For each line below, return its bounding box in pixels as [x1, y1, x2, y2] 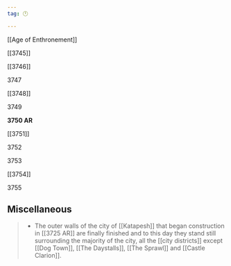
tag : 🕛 [7, 10, 28, 17]
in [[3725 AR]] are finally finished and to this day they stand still [34, 229, 216, 238]
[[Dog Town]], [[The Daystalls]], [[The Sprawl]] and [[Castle [34, 244, 206, 252]
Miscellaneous [7, 203, 72, 215]
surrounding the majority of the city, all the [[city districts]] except [34, 237, 223, 245]
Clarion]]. [34, 251, 62, 260]
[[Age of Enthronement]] [7, 35, 78, 44]
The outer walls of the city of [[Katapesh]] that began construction [34, 222, 225, 230]
